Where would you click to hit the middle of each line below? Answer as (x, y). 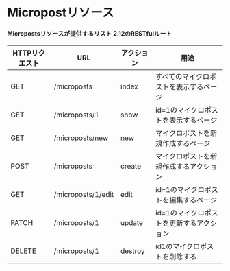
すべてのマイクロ (182, 77)
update (132, 223)
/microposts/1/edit (84, 195)
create (131, 166)
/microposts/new (81, 138)
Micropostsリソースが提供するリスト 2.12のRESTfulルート (90, 33)
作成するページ (186, 143)
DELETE (23, 251)
